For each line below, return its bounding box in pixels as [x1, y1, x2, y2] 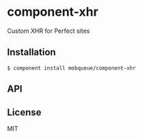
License [7, 107, 42, 118]
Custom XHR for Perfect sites [7, 27, 90, 35]
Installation [7, 46, 56, 58]
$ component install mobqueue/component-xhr [7, 64, 136, 72]
